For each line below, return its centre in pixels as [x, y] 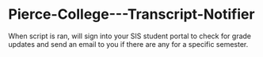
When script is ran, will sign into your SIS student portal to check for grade [130, 36]
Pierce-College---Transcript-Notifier [131, 14]
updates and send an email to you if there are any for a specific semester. [128, 44]
